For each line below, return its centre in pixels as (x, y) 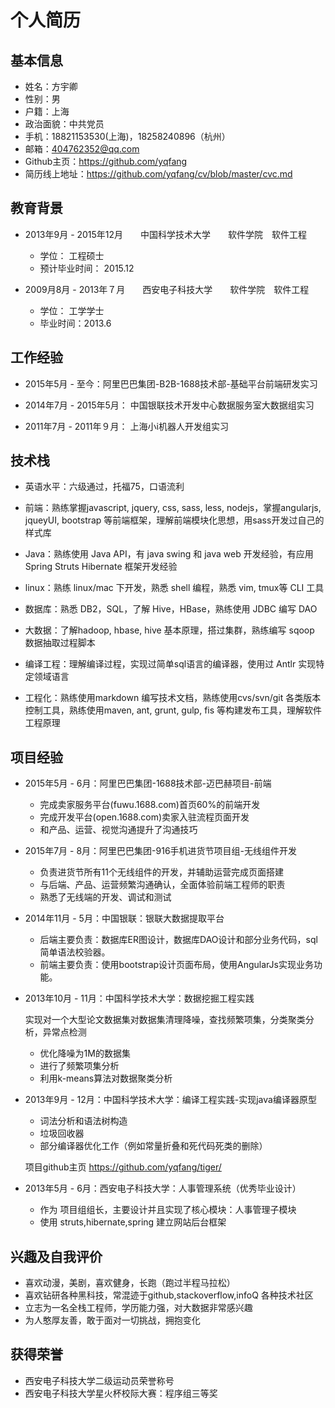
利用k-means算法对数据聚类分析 (106, 1078)
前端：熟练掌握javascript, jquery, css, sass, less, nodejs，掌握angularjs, (173, 508)
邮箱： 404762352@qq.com (82, 149)
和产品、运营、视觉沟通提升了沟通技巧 (118, 830)
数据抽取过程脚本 (60, 643)
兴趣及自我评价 (56, 1256)
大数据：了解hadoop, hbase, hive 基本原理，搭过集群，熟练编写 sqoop (169, 630)
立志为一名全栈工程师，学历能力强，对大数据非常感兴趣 (138, 1308)
